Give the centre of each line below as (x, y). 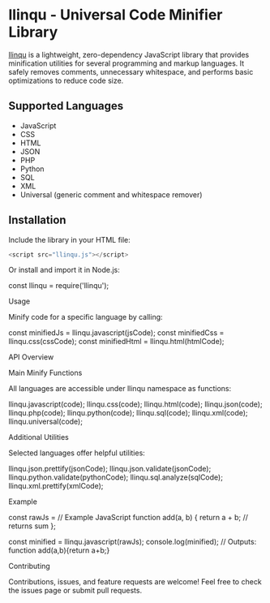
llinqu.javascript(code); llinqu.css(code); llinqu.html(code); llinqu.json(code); (135, 404)
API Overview (31, 357)
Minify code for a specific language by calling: (86, 317)
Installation (37, 220)
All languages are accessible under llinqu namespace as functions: (120, 389)
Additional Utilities (39, 437)
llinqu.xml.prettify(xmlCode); (56, 486)
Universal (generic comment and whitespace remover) (111, 194)
